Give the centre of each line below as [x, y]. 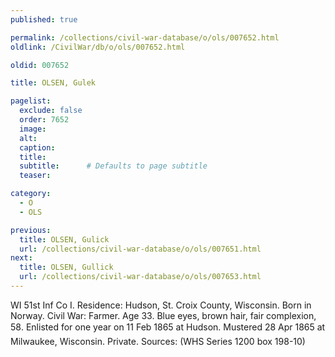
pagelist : [31, 101]
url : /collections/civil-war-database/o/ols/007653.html [140, 277]
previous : [31, 230]
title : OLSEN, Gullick [66, 267]
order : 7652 [44, 120]
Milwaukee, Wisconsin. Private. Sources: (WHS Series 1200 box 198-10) [158, 341]
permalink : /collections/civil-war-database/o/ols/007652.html [145, 37]
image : [33, 129]
